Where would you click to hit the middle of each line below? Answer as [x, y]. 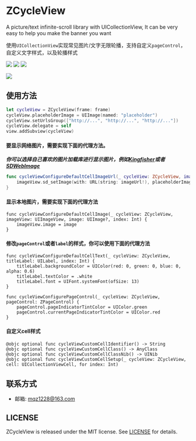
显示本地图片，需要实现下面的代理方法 [52, 201]
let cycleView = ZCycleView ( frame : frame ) [58, 109]
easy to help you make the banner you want [59, 33]
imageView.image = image [47, 225]
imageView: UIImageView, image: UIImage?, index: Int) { [77, 220]
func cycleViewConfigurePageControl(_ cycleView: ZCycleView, [83, 297]
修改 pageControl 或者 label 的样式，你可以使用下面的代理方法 [78, 243]
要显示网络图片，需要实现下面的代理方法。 [57, 145]
